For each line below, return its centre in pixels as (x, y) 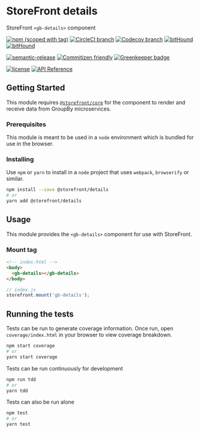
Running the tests (40, 314)
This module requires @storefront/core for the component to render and (96, 102)
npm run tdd (21, 380)
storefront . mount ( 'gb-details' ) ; (48, 295)
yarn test (19, 425)
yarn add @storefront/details (44, 201)
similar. (15, 179)
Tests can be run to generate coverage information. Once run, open (90, 329)
